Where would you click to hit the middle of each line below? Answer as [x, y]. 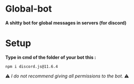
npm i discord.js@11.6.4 [32, 66]
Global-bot [29, 9]
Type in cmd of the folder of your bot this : [51, 57]
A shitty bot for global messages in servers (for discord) [66, 23]
